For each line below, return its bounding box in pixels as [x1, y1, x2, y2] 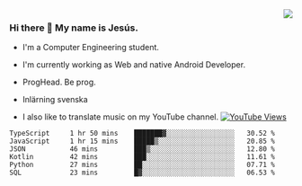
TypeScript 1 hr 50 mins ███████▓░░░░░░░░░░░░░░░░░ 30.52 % [9, 129, 276, 138]
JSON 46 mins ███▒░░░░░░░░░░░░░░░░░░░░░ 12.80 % [9, 145, 276, 154]
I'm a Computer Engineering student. [22, 42, 160, 53]
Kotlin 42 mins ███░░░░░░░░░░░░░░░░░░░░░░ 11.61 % [9, 153, 276, 162]
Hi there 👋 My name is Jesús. [9, 22, 139, 34]
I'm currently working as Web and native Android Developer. [22, 59, 245, 70]
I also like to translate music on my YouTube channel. [22, 111, 218, 122]
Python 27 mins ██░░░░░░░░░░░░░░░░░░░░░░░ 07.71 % [9, 161, 276, 170]
